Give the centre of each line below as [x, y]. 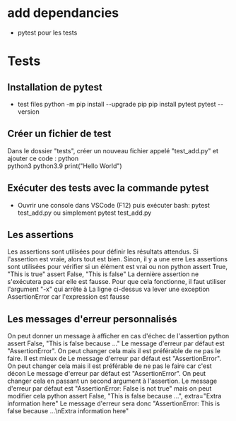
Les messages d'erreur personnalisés [93, 319]
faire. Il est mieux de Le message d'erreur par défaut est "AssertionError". [114, 359]
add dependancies [63, 13]
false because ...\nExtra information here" [68, 411]
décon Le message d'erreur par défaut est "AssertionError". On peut [107, 374]
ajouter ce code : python [43, 158]
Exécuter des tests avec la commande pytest [108, 188]
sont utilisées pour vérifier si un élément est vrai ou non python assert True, [118, 267]
